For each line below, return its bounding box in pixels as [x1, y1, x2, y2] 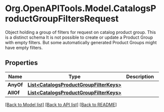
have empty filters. [5, 45, 43, 50]
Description [126, 73, 154, 80]
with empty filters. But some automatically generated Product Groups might [5, 39, 157, 45]
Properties [5, 59, 38, 67]
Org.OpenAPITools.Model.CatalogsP [5, 3, 157, 14]
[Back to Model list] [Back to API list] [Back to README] [5, 101, 117, 107]
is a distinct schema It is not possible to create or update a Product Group [5, 34, 153, 40]
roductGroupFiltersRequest [5, 13, 119, 24]
